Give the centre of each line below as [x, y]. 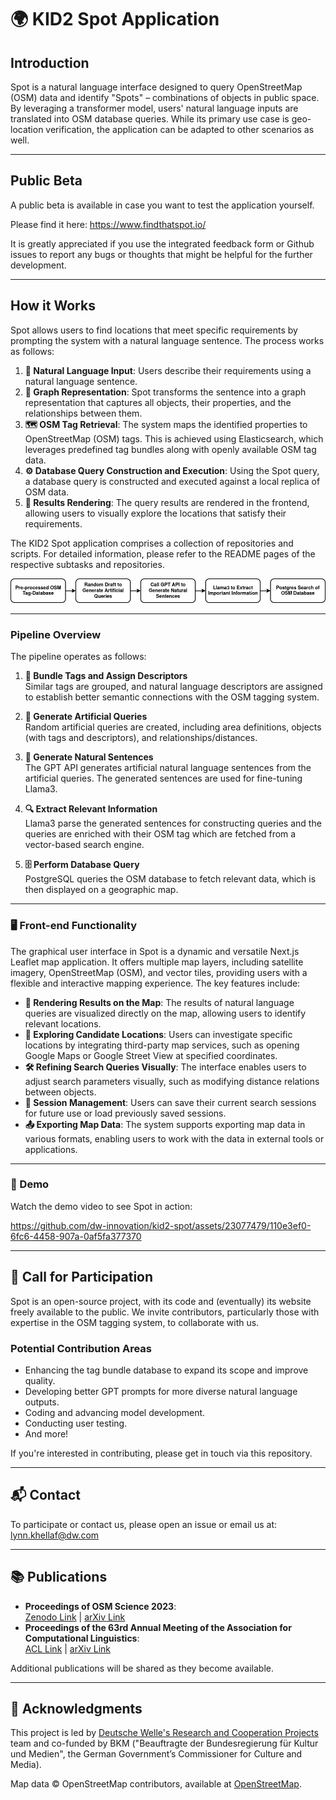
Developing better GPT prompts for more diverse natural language [161, 1391]
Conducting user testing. [76, 1423]
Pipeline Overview [56, 634]
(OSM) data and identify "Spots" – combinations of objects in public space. [165, 97]
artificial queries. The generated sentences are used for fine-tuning [163, 778]
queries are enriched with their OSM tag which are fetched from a [160, 834]
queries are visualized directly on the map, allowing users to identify [165, 1013]
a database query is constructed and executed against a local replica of [172, 481]
